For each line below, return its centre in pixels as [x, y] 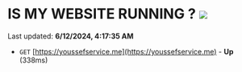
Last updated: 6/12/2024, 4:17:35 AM [71, 36]
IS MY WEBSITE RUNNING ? [102, 14]
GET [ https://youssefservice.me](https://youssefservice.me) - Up [126, 51]
